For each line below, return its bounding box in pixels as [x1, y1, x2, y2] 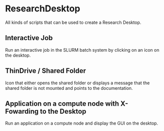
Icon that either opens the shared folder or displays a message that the [5, 80, 150, 86]
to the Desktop [40, 107, 87, 116]
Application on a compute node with [5, 99, 119, 108]
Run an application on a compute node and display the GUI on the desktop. [5, 120, 159, 127]
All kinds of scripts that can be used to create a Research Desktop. [5, 19, 141, 25]
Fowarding [5, 107, 39, 116]
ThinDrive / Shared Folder [5, 66, 86, 75]
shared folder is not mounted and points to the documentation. [5, 85, 133, 91]
